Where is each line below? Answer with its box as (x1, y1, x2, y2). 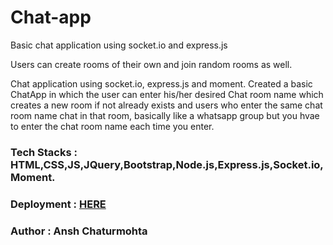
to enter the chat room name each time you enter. (10, 120, 215, 132)
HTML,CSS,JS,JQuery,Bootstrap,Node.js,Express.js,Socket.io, (10, 157, 324, 171)
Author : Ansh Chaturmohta (10, 224, 148, 238)
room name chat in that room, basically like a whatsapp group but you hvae (10, 109, 320, 121)
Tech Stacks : (10, 145, 78, 159)
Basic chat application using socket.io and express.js (10, 39, 228, 51)
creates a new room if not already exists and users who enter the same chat (10, 99, 323, 111)
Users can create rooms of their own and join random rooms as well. (10, 58, 293, 70)
